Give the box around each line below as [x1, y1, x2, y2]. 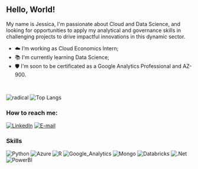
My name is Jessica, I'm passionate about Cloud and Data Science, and [6, 20, 181, 27]
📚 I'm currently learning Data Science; [14, 53, 109, 61]
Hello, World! [6, 5, 56, 15]
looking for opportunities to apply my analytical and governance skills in [6, 27, 181, 34]
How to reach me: [6, 109, 58, 117]
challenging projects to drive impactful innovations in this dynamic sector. [6, 32, 186, 40]
